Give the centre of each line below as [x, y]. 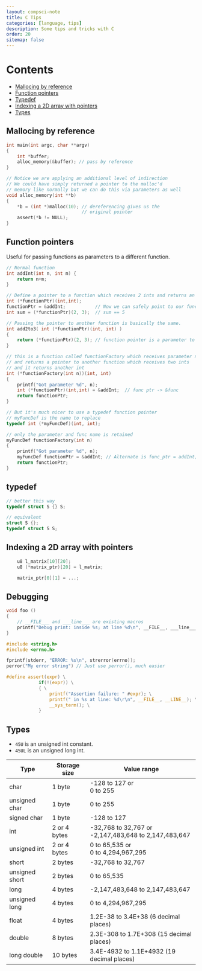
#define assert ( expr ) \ [36, 677]
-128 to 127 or [112, 783]
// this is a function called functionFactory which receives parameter [99, 357]
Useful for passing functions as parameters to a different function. [88, 257]
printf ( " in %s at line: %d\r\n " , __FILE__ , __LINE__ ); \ [123, 699]
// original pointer [107, 212]
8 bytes [63, 938]
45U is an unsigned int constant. [54, 744]
